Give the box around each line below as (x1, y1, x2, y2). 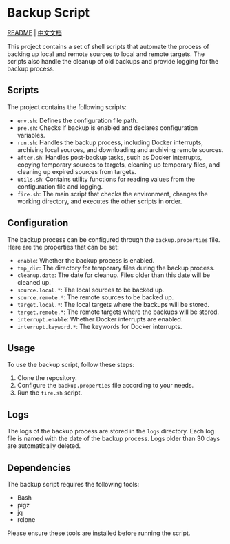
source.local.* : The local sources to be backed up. (17, 285, 165, 294)
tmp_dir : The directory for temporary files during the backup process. (17, 263, 216, 272)
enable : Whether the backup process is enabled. (17, 256, 155, 264)
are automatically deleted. (7, 442, 81, 450)
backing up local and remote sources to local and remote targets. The (7, 50, 205, 58)
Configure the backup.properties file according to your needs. (17, 382, 194, 390)
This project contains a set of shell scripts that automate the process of (7, 42, 210, 50)
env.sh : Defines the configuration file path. (17, 116, 138, 124)
